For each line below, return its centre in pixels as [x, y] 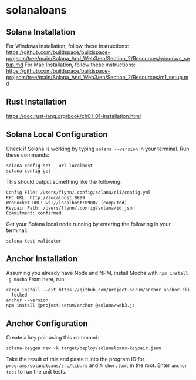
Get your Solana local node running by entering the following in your [89, 224]
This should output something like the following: [64, 181]
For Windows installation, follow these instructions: [67, 46]
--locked [17, 295]
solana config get [28, 171]
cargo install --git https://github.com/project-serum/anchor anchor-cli [98, 290]
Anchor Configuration [47, 323]
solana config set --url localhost [50, 166]
